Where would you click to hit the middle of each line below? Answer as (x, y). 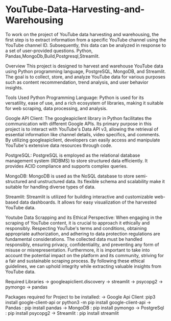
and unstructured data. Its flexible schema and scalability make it (96, 181)
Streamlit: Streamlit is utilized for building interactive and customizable (79, 196)
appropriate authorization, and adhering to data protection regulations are (83, 234)
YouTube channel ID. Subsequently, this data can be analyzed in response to (86, 45)
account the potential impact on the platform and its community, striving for (85, 255)
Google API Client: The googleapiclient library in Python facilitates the (79, 118)
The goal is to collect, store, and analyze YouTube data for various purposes (86, 77)
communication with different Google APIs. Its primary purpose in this (79, 124)
